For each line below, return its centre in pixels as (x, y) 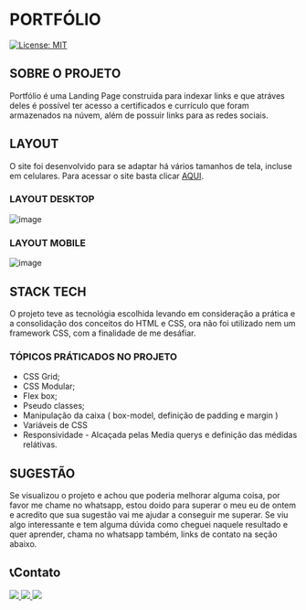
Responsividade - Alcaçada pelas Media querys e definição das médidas (160, 435)
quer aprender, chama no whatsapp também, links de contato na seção (143, 534)
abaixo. (23, 544)
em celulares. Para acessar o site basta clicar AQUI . (106, 176)
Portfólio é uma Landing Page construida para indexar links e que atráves (148, 95)
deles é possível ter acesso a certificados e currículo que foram (129, 105)
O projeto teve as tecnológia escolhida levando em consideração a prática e (153, 313)
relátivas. (40, 444)
